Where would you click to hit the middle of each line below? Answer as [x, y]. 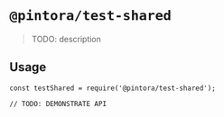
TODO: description [66, 39]
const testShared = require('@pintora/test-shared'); [113, 88]
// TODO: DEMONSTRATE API [58, 103]
